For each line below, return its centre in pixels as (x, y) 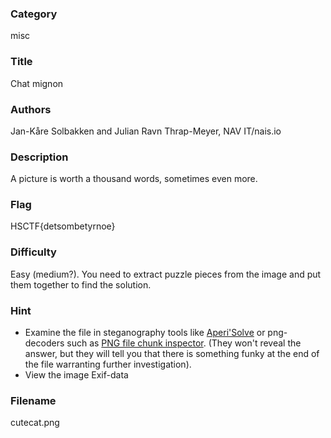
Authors (31, 109)
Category (34, 14)
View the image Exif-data (76, 375)
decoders (44, 343)
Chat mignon (37, 83)
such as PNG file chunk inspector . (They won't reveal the (184, 343)
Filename (33, 400)
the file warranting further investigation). (108, 364)
